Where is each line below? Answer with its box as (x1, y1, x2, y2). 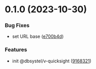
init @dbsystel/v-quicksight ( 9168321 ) (12, 58, 92, 64)
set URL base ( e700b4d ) (12, 33, 64, 39)
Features (5, 46, 27, 53)
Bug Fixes (5, 22, 30, 29)
